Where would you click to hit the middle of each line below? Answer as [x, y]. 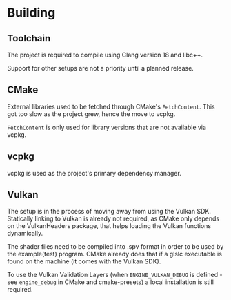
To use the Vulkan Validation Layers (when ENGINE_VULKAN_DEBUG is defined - [115, 275]
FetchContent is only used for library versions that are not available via [107, 127]
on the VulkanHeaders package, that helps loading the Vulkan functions [109, 226]
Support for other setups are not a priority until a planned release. [101, 68]
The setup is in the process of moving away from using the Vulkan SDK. [109, 212]
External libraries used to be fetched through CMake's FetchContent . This [111, 106]
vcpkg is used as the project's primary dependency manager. [94, 173]
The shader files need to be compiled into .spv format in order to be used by [115, 247]
